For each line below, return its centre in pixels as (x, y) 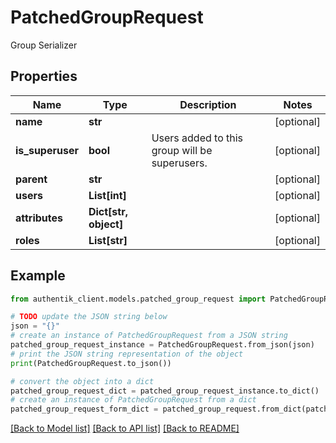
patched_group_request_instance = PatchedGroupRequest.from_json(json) (162, 345)
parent (31, 179)
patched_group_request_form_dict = (84, 409)
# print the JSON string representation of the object (127, 354)
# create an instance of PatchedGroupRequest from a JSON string (149, 336)
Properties (44, 76)
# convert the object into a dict (82, 381)
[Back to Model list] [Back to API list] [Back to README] (125, 428)
